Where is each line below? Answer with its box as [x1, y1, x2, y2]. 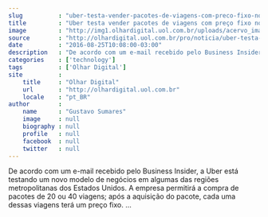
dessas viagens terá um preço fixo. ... [8, 200, 132, 210]
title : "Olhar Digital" [22, 78, 120, 86]
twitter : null [22, 145, 81, 153]
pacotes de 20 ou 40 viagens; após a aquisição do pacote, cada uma [8, 192, 236, 201]
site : [8, 71, 62, 79]
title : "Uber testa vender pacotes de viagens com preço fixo [8, 19, 251, 27]
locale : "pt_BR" [22, 93, 91, 101]
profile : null [22, 130, 81, 138]
